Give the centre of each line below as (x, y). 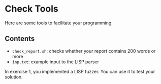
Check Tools (32, 9)
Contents (20, 39)
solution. (14, 77)
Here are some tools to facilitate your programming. (59, 23)
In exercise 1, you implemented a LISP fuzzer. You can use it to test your (80, 71)
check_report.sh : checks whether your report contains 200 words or (84, 51)
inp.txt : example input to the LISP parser (56, 62)
